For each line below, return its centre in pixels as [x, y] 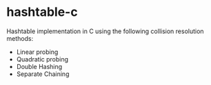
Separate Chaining [43, 74]
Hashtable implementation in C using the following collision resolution [105, 31]
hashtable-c [42, 12]
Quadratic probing [42, 59]
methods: [20, 38]
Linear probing [37, 52]
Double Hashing [39, 66]
